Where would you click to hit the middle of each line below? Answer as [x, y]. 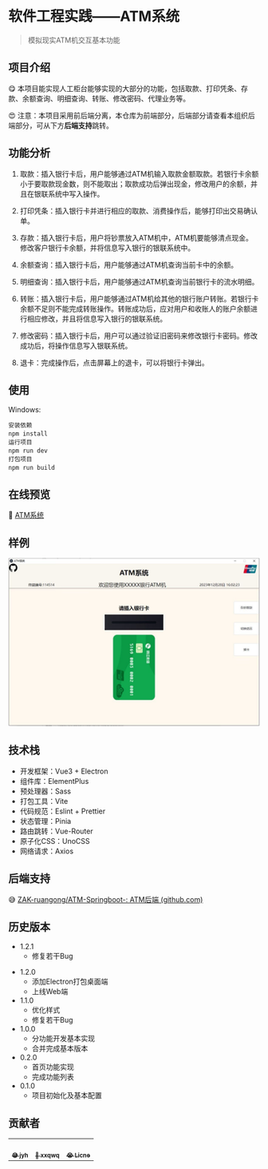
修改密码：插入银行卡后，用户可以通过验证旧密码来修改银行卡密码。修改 [138, 336]
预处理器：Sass [45, 791]
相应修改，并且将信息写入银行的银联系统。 [97, 318]
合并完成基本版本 [60, 1048]
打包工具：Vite [44, 801]
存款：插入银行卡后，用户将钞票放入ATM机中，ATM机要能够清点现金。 [136, 237]
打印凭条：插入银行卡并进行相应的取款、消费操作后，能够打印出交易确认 [138, 211]
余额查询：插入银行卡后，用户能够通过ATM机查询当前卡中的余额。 [128, 264]
